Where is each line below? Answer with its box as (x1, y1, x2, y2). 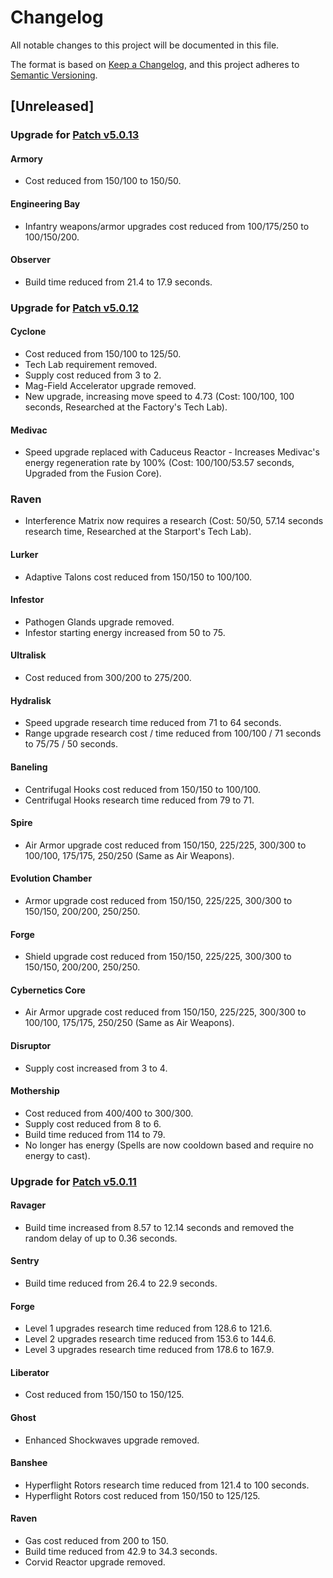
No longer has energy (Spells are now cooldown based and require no (24, 1139, 314, 1151)
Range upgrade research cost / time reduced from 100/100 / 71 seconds (24, 727, 322, 740)
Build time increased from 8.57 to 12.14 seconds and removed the (24, 1221, 295, 1233)
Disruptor (10, 1039, 52, 1051)
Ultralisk (10, 649, 47, 661)
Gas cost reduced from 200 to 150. (24, 1535, 169, 1547)
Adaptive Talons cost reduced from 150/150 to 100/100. (24, 571, 253, 583)
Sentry (10, 1255, 40, 1267)
